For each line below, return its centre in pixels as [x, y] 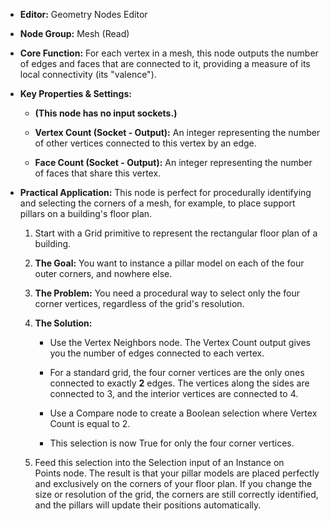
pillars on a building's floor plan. [86, 213]
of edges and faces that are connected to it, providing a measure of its [165, 63]
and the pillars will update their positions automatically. [148, 505]
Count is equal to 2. [90, 423]
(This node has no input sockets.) [106, 113]
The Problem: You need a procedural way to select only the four [167, 293]
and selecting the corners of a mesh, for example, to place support [157, 203]
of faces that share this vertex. [98, 173]
